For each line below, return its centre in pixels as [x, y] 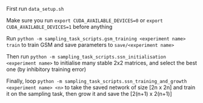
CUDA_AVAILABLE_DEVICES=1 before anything [59, 27]
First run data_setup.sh [35, 9]
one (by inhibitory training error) [46, 69]
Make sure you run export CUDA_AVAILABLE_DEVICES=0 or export [85, 20]
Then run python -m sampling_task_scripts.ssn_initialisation [86, 56]
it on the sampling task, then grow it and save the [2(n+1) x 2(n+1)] [89, 94]
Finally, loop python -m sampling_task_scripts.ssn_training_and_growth [97, 81]
